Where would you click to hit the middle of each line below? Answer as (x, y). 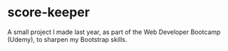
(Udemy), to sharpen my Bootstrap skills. (67, 39)
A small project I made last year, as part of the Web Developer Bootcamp (114, 32)
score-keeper (49, 12)
